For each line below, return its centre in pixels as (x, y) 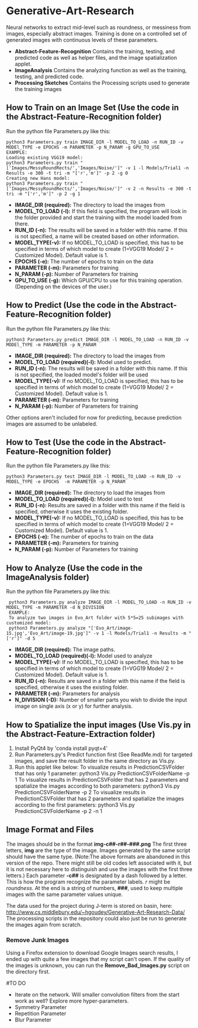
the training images (38, 89)
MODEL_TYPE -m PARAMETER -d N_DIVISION (55, 608)
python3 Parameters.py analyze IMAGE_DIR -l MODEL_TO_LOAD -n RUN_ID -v (100, 602)
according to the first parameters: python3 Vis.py (74, 805)
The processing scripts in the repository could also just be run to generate (96, 918)
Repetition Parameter (40, 1014)
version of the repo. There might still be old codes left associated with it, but (99, 863)
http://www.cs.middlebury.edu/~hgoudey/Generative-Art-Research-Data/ (95, 912)
